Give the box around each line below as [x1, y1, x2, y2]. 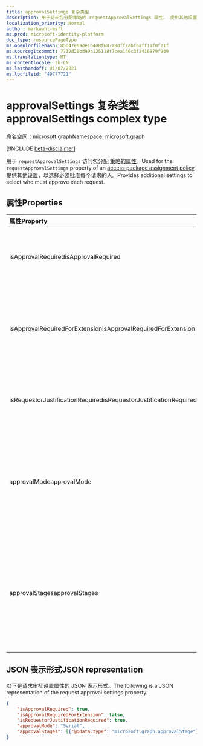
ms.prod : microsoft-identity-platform [6, 32, 104, 38]
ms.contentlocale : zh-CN [6, 59, 69, 65]
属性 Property [9, 217, 48, 225]
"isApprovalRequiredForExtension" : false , [17, 711, 126, 718]
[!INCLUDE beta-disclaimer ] [6, 145, 76, 152]
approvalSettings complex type [6, 112, 167, 126]
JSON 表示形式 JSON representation [6, 665, 143, 675]
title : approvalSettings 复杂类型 [6, 8, 89, 15]
